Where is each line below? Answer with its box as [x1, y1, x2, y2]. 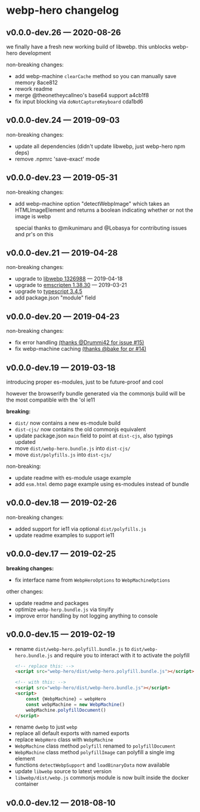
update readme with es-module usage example [14, 474, 131, 481]
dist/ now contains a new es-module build [14, 419, 121, 427]
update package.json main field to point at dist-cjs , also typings [14, 432, 173, 439]
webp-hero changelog [6, 4, 119, 17]
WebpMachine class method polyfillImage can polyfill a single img [14, 749, 175, 756]
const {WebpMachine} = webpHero [26, 696, 106, 702]
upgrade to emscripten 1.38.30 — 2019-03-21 [14, 282, 127, 289]
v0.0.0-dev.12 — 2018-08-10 [6, 798, 116, 808]
